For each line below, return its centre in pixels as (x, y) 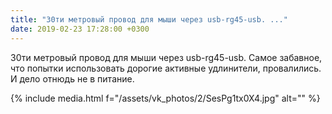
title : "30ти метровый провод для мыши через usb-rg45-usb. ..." (149, 19)
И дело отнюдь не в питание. (72, 78)
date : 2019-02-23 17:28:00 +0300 (80, 29)
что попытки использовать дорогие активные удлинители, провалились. (166, 68)
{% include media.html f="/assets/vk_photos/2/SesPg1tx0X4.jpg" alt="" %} (165, 98)
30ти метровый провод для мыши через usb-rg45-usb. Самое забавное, (166, 57)
